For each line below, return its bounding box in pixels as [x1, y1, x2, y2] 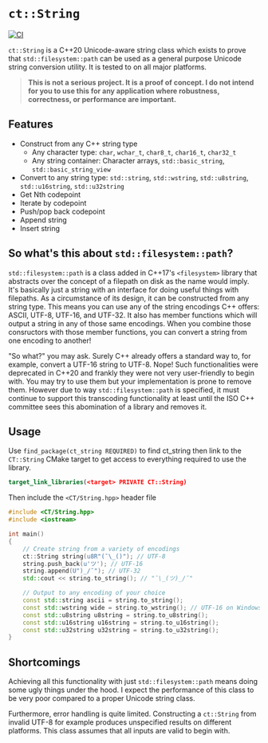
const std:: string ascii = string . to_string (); [22, 596, 183, 604]
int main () [8, 530, 45, 538]
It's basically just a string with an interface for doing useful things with [8, 285, 239, 294]
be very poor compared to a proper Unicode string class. [8, 694, 195, 703]
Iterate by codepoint [19, 198, 87, 207]
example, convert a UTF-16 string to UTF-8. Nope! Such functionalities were [8, 360, 259, 369]
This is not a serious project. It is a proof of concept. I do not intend [27, 77, 254, 87]
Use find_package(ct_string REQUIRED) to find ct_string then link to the [8, 446, 242, 456]
